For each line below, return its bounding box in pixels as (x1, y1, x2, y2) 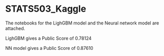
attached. (5, 25, 25, 31)
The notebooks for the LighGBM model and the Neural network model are (5, 20, 159, 26)
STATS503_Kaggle (5, 3, 86, 15)
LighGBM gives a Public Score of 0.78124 (5, 35, 92, 41)
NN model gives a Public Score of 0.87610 (5, 45, 93, 51)
